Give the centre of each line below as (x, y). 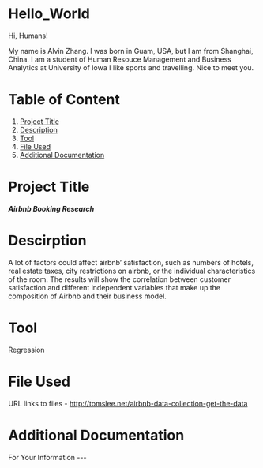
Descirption (47, 241)
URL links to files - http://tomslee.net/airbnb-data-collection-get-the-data (128, 403)
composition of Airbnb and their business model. (88, 296)
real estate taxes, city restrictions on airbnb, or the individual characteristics (132, 271)
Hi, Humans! (28, 36)
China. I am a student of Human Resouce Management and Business (120, 59)
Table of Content (64, 100)
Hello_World (49, 14)
